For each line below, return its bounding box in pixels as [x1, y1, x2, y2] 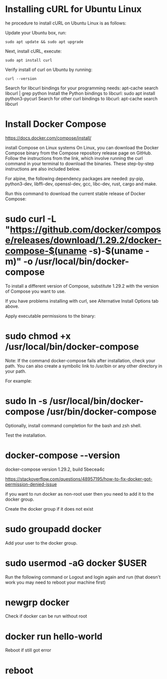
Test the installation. [5, 432, 46, 438]
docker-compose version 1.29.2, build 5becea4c [5, 466, 105, 472]
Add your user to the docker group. [5, 540, 78, 546]
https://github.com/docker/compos [9, 224, 161, 235]
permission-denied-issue [5, 481, 57, 487]
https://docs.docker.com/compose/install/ [5, 135, 92, 141]
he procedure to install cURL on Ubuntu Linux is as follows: [5, 20, 127, 26]
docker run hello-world [5, 631, 103, 642]
